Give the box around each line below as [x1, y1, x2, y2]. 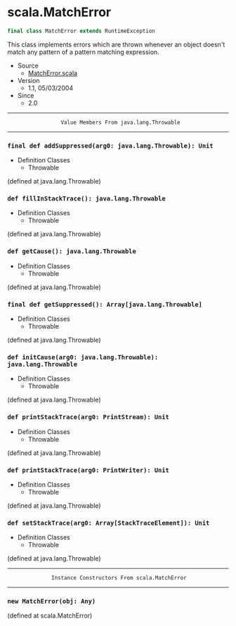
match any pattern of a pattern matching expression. [7, 47, 159, 56]
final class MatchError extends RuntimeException [7, 27, 156, 34]
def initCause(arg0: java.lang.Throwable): [7, 353, 159, 361]
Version [17, 76, 40, 84]
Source [17, 61, 39, 70]
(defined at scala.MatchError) [7, 611, 93, 620]
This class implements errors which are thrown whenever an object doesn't [7, 40, 225, 49]
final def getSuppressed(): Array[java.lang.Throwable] [7, 300, 202, 308]
